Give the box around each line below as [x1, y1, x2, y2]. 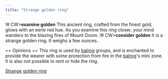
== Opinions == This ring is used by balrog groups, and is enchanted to [5, 47, 154, 53]
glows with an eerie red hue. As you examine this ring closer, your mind [5, 26, 154, 33]
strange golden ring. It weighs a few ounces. [5, 37, 98, 44]
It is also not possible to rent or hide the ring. [5, 58, 99, 64]
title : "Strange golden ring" [5, 7, 69, 13]
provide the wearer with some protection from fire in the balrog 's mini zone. [5, 53, 163, 59]
